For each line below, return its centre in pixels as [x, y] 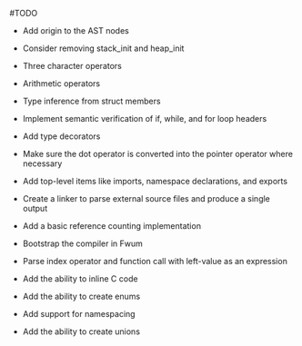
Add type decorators [61, 136]
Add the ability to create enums [81, 296]
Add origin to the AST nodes [75, 30]
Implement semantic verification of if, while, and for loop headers [145, 119]
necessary [42, 163]
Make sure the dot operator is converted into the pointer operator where [158, 154]
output [35, 208]
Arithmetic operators [61, 84]
